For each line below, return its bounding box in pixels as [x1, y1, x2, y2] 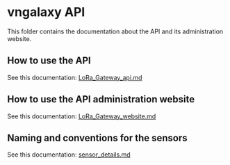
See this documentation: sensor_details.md [7, 150, 131, 159]
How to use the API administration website [7, 93, 195, 105]
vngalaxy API [7, 4, 85, 20]
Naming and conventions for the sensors [7, 132, 188, 143]
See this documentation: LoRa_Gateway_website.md [7, 112, 156, 120]
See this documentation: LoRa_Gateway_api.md [7, 73, 142, 81]
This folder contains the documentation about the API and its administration [7, 27, 224, 36]
